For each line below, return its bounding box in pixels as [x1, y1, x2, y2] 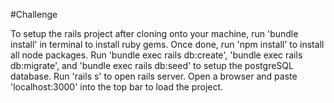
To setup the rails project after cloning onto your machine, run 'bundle [10, 28, 299, 39]
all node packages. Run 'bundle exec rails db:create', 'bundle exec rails [10, 49, 303, 61]
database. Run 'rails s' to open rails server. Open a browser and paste [10, 70, 298, 82]
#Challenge [10, 9, 58, 20]
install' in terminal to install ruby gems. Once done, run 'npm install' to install [10, 39, 325, 50]
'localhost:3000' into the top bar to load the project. [10, 81, 224, 93]
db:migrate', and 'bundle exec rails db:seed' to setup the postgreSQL [10, 60, 294, 71]
